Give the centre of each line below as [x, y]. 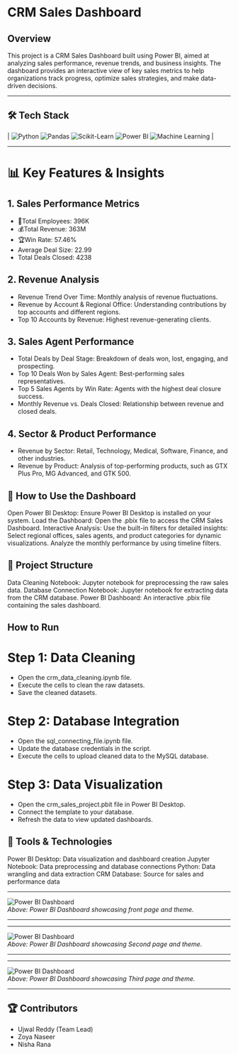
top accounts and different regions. [69, 312]
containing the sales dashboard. [54, 605]
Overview [29, 39]
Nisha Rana [34, 1044]
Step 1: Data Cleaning [72, 658]
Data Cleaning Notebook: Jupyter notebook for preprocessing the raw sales [118, 582]
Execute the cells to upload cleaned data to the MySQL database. [113, 756]
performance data [34, 882]
